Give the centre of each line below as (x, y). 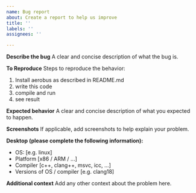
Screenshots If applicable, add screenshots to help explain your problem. (98, 129)
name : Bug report (28, 12)
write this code (33, 87)
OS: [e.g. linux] (33, 153)
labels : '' (20, 29)
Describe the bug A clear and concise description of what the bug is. (92, 57)
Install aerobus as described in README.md (70, 80)
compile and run (35, 93)
